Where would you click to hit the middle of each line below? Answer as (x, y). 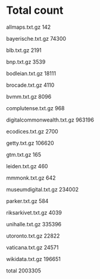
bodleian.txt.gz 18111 (31, 73)
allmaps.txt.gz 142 (29, 27)
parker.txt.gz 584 (27, 201)
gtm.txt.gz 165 (24, 154)
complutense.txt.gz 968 (35, 108)
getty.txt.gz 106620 (30, 143)
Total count (35, 10)
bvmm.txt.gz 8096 (29, 96)
